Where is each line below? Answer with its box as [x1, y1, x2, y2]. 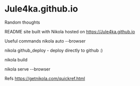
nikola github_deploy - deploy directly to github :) [4, 47, 103, 53]
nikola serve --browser [4, 66, 51, 72]
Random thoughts [4, 19, 40, 25]
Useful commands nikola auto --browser [4, 38, 86, 44]
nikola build [4, 57, 28, 62]
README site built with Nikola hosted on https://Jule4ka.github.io [4, 29, 135, 34]
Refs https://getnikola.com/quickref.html [4, 75, 86, 81]
